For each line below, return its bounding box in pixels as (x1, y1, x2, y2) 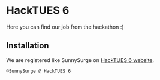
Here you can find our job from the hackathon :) (6, 23, 124, 30)
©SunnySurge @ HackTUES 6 (6, 68, 71, 74)
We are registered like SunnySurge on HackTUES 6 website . (6, 56, 155, 63)
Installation (6, 41, 49, 51)
